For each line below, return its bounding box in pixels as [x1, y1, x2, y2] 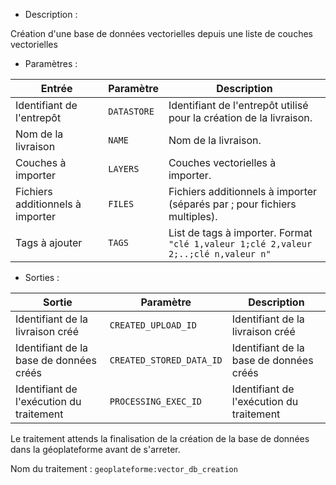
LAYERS [108, 164, 140, 174]
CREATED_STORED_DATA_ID [109, 355, 223, 366]
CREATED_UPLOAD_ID [109, 320, 197, 331]
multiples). [168, 210, 218, 223]
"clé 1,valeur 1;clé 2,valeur [168, 239, 313, 249]
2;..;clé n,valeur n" [168, 249, 272, 259]
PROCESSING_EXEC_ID [109, 396, 203, 407]
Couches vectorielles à [168, 156, 277, 169]
